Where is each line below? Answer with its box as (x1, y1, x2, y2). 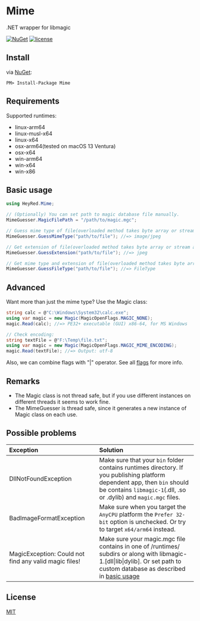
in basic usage (99, 572, 140, 580)
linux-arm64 (14, 123, 46, 130)
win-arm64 (14, 155, 43, 162)
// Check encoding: (6, 332, 55, 338)
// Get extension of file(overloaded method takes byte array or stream (6, 244, 190, 250)
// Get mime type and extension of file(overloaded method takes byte (6, 260, 185, 266)
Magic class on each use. (14, 411, 78, 418)
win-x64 (14, 161, 36, 168)
